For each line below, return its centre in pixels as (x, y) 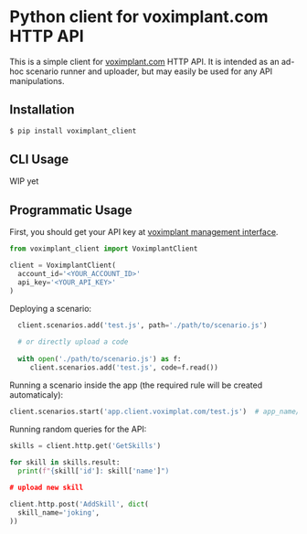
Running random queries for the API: (78, 429)
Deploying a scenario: (51, 308)
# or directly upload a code (73, 342)
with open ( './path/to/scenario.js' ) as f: (100, 359)
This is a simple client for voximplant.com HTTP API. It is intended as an (145, 61)
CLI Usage (39, 160)
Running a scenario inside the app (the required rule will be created (136, 385)
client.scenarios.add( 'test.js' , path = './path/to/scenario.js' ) (143, 325)
